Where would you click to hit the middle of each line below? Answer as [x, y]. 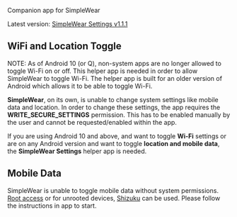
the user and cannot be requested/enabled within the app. [92, 122]
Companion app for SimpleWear [54, 10]
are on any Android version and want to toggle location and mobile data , [114, 143]
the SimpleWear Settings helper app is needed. [77, 151]
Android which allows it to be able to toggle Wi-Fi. [80, 86]
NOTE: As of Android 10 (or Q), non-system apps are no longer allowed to [114, 63]
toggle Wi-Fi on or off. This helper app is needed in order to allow [103, 71]
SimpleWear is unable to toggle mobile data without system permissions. [113, 190]
